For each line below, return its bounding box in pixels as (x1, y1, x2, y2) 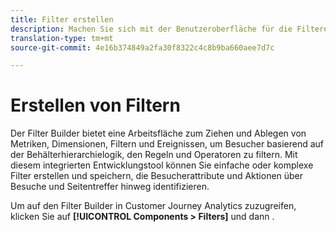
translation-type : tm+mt (10, 33, 114, 43)
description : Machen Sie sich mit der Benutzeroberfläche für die (10, 24, 293, 34)
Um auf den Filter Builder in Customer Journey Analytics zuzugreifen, (10, 200, 297, 212)
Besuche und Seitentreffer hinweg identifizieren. (10, 181, 210, 193)
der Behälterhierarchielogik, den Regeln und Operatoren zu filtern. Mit (10, 149, 298, 161)
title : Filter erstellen (10, 14, 114, 25)
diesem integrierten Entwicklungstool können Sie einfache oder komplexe (10, 159, 314, 171)
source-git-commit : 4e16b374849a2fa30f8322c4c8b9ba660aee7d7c (10, 42, 275, 53)
